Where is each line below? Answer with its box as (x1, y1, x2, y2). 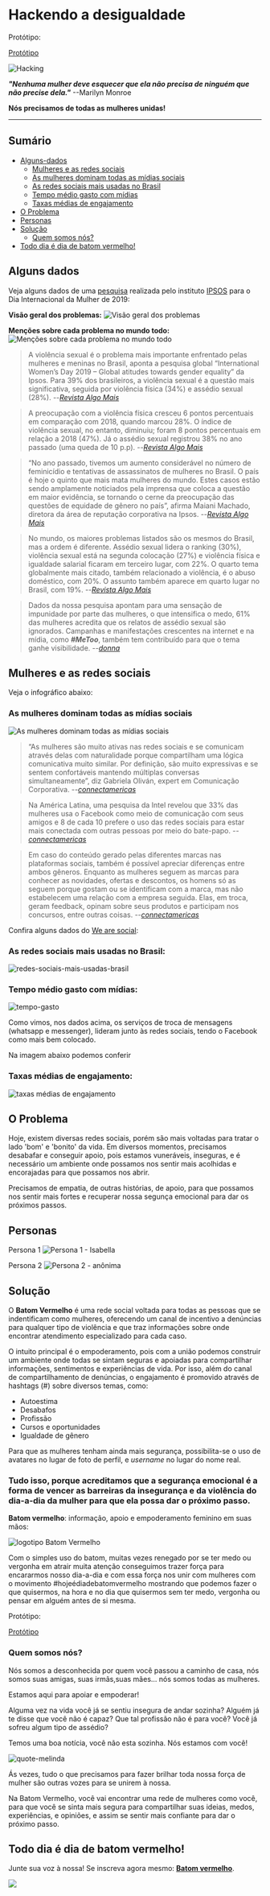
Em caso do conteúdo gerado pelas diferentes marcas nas (27, 849, 222, 859)
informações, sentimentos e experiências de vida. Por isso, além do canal (8, 1364, 252, 1373)
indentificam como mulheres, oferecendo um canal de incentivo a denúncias (8, 1314, 262, 1324)
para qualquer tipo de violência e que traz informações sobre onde (8, 1323, 230, 1332)
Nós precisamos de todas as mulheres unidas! (8, 103, 166, 113)
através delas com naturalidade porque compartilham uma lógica (27, 750, 243, 760)
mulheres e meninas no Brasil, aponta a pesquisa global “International (27, 358, 260, 368)
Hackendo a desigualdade (8, 6, 186, 24)
